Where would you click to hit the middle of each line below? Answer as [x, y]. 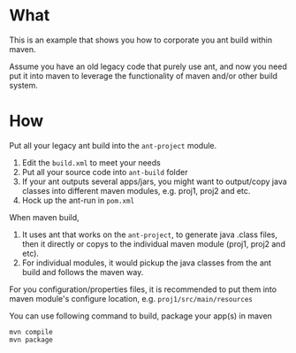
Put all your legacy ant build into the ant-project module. [113, 145]
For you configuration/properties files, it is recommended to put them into [143, 289]
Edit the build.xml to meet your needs [91, 162]
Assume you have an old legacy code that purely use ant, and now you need [148, 66]
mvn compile [31, 332]
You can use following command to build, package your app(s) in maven [140, 316]
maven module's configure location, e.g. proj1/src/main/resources [131, 298]
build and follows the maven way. [83, 272]
